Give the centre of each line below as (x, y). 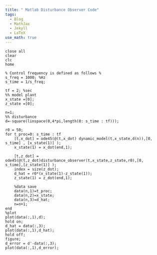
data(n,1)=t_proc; (33, 191)
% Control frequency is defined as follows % (53, 73)
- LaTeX (18, 33)
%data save (25, 187)
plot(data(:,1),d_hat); (30, 230)
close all (15, 51)
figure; (13, 239)
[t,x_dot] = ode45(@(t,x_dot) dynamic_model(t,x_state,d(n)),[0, (83, 138)
